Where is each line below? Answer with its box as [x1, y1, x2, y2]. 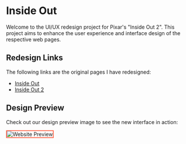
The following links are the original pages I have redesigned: [6, 68, 151, 76]
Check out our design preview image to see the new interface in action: [6, 118, 178, 125]
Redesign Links [6, 53, 63, 63]
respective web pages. [6, 36, 61, 43]
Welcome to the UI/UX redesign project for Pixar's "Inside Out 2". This [6, 23, 175, 30]
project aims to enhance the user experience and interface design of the [6, 29, 181, 36]
